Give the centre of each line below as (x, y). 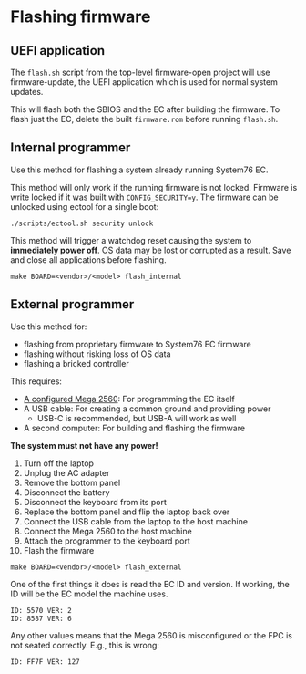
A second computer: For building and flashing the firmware (134, 428)
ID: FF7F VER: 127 (45, 662)
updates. (27, 92)
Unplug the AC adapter (66, 472)
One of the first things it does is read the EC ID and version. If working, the (150, 584)
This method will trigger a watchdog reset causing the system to (131, 240)
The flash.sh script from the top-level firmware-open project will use (140, 72)
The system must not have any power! (84, 445)
